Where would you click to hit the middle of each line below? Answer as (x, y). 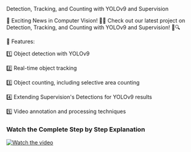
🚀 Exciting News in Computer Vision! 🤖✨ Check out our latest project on (96, 20)
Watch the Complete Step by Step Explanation (76, 129)
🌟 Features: (21, 41)
